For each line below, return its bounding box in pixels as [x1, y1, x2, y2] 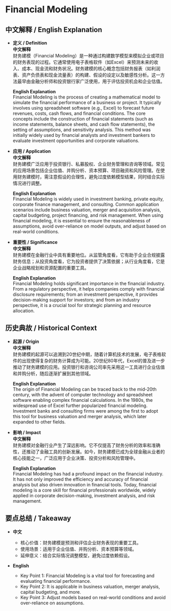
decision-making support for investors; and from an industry [12, 297, 140, 303]
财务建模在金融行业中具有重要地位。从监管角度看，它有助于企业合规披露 [12, 252, 165, 258]
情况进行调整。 [12, 180, 44, 186]
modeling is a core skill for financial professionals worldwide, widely [12, 487, 156, 493]
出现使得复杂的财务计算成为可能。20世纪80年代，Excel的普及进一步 [21, 357, 165, 363]
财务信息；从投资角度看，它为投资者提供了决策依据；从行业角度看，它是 [12, 258, 165, 264]
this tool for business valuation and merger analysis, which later [12, 413, 147, 419]
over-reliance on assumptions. [20, 600, 85, 606]
